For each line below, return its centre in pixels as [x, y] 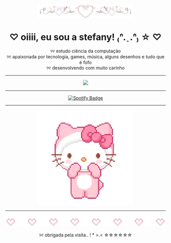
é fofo [85, 63]
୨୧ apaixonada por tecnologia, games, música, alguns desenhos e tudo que [85, 57]
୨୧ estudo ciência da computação [85, 51]
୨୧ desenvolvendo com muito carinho [85, 68]
